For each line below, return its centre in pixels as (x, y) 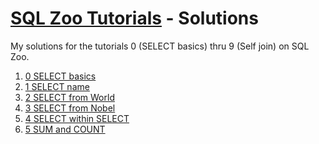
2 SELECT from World (69, 97)
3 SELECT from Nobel (70, 108)
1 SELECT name (57, 86)
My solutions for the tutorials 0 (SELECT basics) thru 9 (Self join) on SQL (160, 46)
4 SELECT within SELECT (77, 118)
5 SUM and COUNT (65, 129)
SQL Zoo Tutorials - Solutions (134, 18)
